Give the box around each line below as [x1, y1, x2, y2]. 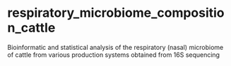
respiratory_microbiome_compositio [7, 5, 225, 21]
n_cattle [7, 20, 56, 36]
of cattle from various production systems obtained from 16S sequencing [7, 51, 220, 59]
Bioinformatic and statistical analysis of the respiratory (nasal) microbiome [7, 43, 224, 51]
